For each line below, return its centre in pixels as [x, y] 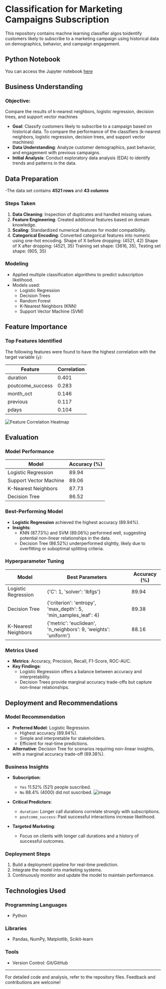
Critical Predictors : [32, 802]
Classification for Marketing [64, 9]
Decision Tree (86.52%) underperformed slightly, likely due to [83, 543]
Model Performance [30, 451]
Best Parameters [87, 577]
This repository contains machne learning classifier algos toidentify [74, 33]
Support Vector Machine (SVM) [52, 311]
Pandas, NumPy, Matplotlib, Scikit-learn [53, 939]
